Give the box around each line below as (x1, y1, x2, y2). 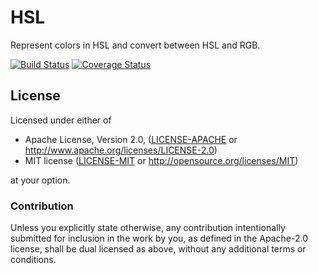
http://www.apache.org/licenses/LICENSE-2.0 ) (24, 144, 218, 156)
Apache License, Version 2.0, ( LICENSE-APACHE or (24, 133, 238, 145)
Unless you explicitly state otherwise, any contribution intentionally (10, 222, 286, 234)
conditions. (10, 254, 57, 266)
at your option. (10, 174, 71, 186)
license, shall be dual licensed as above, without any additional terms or (10, 243, 307, 255)
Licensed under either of (10, 114, 112, 126)
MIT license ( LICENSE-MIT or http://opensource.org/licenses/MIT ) (24, 154, 299, 166)
